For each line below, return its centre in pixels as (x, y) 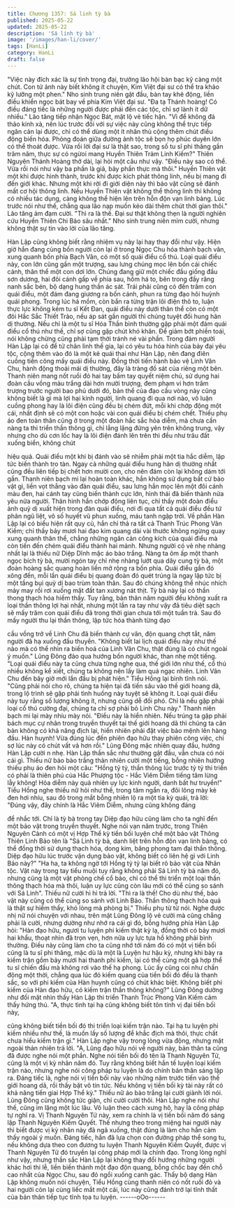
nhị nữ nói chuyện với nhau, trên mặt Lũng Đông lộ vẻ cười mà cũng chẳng (114, 915)
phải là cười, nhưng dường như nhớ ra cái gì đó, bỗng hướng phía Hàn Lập (113, 923)
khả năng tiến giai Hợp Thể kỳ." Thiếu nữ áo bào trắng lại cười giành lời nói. (115, 1092)
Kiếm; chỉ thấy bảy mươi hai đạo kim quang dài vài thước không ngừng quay (116, 530)
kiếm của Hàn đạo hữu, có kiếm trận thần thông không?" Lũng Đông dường (115, 989)
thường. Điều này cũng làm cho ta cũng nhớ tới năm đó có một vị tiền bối (112, 945)
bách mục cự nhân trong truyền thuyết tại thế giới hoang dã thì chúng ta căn (117, 723)
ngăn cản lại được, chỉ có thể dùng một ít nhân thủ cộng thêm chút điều (110, 131)
